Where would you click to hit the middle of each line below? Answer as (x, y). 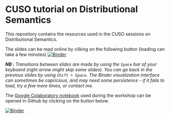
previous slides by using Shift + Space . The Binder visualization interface (82, 75)
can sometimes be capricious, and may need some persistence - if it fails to (85, 80)
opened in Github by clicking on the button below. (57, 101)
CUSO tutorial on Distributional (72, 9)
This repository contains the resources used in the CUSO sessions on (78, 34)
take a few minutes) (26, 54)
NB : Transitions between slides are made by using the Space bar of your (81, 64)
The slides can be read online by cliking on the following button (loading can (85, 49)
